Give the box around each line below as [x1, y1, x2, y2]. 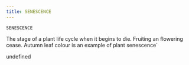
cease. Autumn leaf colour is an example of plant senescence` [6, 41, 158, 48]
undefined [6, 53, 31, 60]
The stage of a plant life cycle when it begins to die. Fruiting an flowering [6, 35, 183, 42]
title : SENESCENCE [6, 8, 51, 15]
